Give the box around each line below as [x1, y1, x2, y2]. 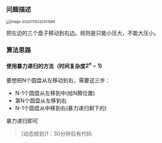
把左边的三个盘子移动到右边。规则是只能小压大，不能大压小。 [6, 29, 160, 37]
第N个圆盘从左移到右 [14, 97, 67, 105]
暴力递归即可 [6, 117, 38, 124]
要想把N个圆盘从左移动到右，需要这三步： [6, 77, 111, 84]
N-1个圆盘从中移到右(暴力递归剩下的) [14, 105, 107, 112]
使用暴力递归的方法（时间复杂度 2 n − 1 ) [6, 61, 102, 70]
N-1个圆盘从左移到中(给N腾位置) [14, 90, 95, 97]
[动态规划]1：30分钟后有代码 [20, 130, 92, 138]
